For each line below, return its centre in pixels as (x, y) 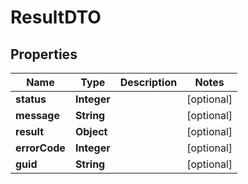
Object (91, 131)
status (31, 99)
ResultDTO (56, 17)
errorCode (40, 148)
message (37, 115)
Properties (44, 54)
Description (148, 82)
